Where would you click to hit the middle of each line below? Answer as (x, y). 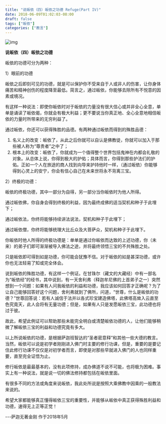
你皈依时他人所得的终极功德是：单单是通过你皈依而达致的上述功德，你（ (79, 240)
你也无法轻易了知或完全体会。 (35, 263)
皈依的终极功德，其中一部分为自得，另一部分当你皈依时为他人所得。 (74, 192)
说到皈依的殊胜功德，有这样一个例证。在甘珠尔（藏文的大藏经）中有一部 (79, 274)
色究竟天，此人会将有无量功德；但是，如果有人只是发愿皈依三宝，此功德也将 (83, 304)
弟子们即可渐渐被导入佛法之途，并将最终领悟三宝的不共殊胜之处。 (85, 246)
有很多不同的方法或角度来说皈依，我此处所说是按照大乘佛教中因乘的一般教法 (83, 383)
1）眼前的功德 (19, 73)
